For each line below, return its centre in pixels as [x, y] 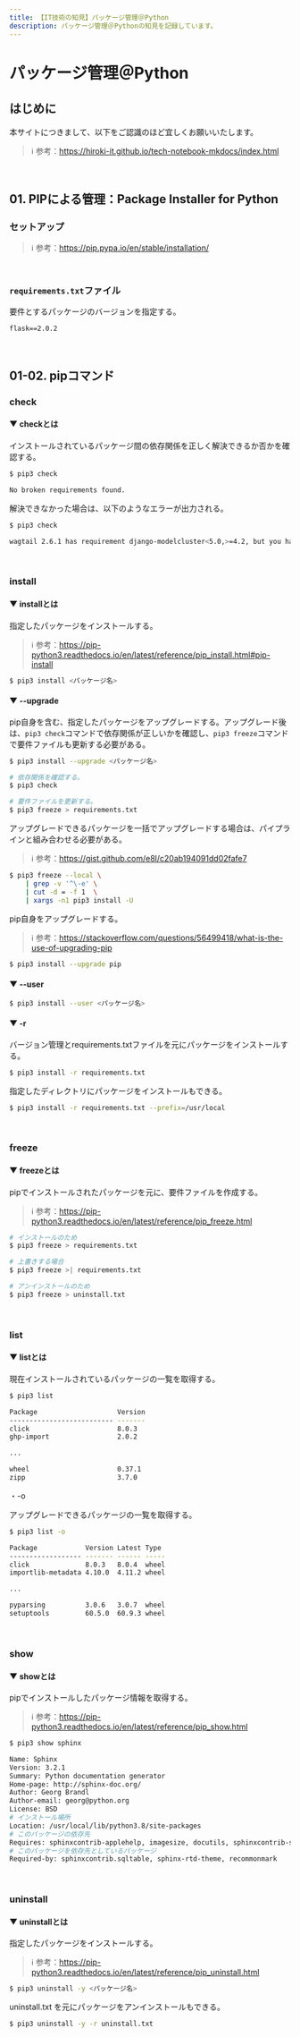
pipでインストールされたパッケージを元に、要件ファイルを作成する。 [136, 1192]
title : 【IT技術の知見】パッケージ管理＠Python [89, 17]
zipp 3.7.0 [74, 1478]
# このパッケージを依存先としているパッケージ [83, 1851]
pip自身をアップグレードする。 [66, 919]
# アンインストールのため [50, 1286]
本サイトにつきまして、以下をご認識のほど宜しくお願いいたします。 [134, 132]
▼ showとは [33, 1676]
